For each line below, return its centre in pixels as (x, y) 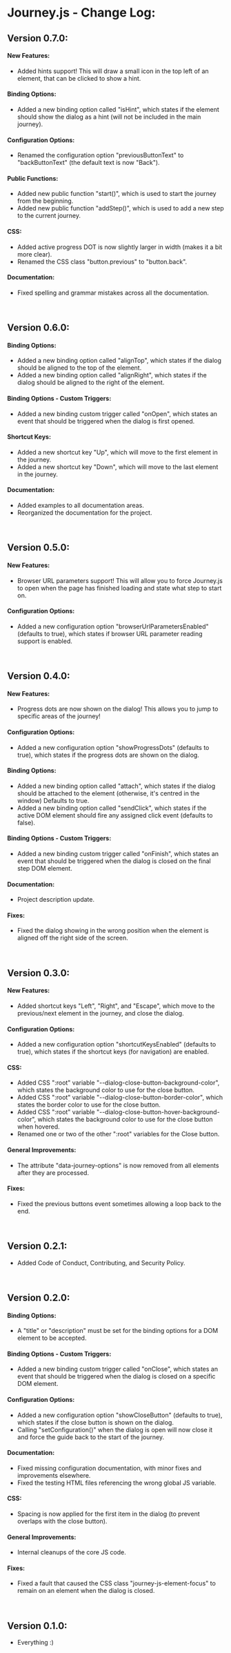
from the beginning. (45, 201)
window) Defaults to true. (53, 800)
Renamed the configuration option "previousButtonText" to (100, 155)
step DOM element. (44, 868)
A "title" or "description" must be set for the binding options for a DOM (118, 1331)
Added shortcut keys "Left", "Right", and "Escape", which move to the (116, 1006)
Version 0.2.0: (39, 1298)
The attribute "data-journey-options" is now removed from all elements (118, 1165)
